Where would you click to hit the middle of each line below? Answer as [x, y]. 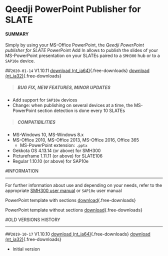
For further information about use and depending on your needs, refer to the [84, 185]
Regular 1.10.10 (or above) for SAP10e [50, 161]
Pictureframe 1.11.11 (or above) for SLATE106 [57, 156]
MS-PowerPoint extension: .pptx [53, 145]
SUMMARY [17, 34]
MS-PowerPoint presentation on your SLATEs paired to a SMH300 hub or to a [82, 55]
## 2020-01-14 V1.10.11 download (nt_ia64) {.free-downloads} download [77, 70]
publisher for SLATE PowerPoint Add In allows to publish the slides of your [82, 50]
